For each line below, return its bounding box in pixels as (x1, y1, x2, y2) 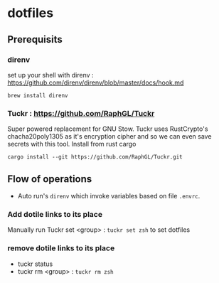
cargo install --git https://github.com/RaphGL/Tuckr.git (7, 154, 183, 161)
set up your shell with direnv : (7, 70, 94, 79)
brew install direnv (7, 92, 69, 99)
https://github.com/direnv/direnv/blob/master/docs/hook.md (7, 78, 184, 87)
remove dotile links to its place (7, 243, 115, 253)
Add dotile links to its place (7, 209, 103, 219)
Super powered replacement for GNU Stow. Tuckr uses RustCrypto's (7, 124, 208, 133)
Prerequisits (7, 33, 63, 46)
